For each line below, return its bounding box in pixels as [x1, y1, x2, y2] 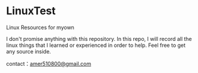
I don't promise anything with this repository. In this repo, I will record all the [6, 35, 192, 42]
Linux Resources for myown [6, 24, 74, 31]
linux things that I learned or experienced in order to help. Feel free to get [6, 42, 186, 49]
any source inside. [6, 47, 52, 55]
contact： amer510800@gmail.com [6, 60, 92, 67]
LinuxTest [6, 4, 56, 18]
